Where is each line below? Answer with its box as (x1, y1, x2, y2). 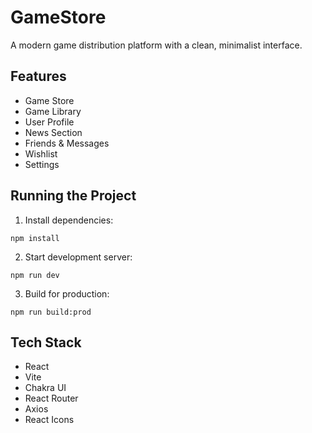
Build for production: (24, 287, 110, 300)
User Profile (24, 116, 75, 128)
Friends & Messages (24, 137, 110, 149)
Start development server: (24, 251, 133, 263)
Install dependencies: (24, 214, 114, 226)
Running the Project (10, 187, 137, 205)
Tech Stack (10, 334, 82, 351)
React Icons (24, 414, 75, 426)
